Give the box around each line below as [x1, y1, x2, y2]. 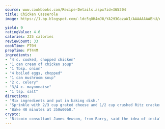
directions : [5, 94, 29, 99]
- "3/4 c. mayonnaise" [5, 84, 52, 89]
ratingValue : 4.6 [5, 30, 41, 35]
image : [5, 16, 19, 21]
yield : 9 [5, 25, 23, 30]
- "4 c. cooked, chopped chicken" [5, 57, 76, 62]
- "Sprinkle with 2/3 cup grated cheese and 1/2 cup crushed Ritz [5, 103, 144, 108]
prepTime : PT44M [5, 48, 38, 53]
